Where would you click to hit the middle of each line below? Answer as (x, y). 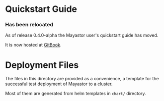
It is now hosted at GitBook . (33, 45)
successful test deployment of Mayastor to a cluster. (59, 84)
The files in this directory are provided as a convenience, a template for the (82, 79)
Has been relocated (29, 25)
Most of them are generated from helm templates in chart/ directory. (76, 94)
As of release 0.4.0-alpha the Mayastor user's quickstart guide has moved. (82, 35)
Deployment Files (42, 65)
